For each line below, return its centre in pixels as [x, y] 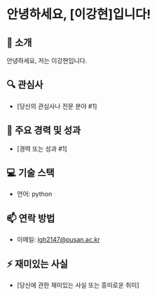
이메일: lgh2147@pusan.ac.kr [58, 240]
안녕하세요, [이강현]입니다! [79, 14]
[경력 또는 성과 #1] [42, 149]
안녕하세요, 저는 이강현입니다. [47, 61]
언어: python [34, 194]
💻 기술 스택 [30, 173]
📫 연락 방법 [31, 218]
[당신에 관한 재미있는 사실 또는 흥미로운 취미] [78, 285]
